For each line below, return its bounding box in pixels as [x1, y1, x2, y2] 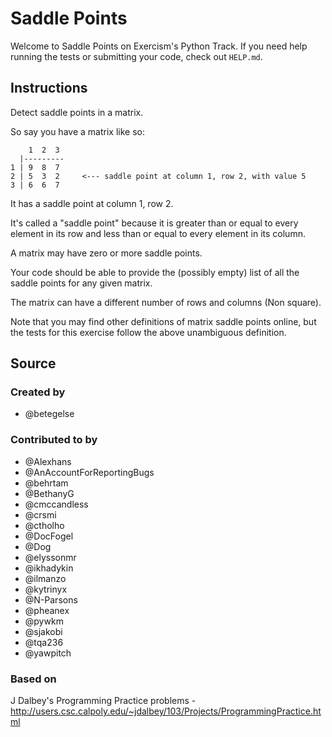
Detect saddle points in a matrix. [10, 106, 144, 118]
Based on [10, 672, 57, 686]
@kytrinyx [24, 583, 68, 595]
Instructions [10, 80, 88, 97]
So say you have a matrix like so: [10, 125, 145, 137]
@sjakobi [24, 625, 63, 637]
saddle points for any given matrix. [10, 277, 153, 289]
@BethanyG [24, 487, 75, 499]
